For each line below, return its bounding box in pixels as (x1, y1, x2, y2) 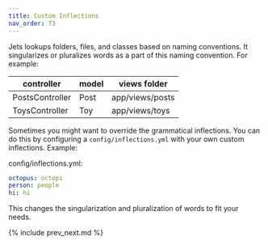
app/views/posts (111, 91, 175, 103)
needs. (8, 212, 31, 222)
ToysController (12, 104, 69, 116)
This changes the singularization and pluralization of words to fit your (8, 204, 240, 213)
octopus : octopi (8, 174, 63, 182)
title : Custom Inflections (8, 11, 99, 20)
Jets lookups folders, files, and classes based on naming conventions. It (8, 41, 249, 51)
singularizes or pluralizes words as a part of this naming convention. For (8, 50, 248, 60)
